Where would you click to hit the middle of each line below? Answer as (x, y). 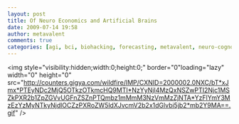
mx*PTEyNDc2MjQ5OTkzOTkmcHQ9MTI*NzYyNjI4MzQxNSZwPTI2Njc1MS (118, 90)
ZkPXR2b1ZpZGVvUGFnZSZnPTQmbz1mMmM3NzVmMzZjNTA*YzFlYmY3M (119, 98)
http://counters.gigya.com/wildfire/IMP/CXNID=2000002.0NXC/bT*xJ (126, 82)
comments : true (30, 41)
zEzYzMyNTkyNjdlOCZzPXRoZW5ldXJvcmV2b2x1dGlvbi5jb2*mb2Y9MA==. (119, 105)
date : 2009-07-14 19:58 (43, 27)
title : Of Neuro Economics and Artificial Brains (83, 21)
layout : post (27, 14)
